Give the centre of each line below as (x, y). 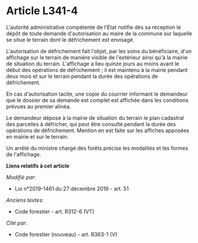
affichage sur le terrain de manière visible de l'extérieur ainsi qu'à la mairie (97, 57)
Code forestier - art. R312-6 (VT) (54, 211)
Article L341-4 (42, 11)
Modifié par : (21, 177)
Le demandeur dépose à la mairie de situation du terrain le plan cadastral (95, 118)
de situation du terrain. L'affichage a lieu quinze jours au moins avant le (93, 64)
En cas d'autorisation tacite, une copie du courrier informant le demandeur (97, 94)
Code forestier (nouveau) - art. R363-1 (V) (66, 234)
